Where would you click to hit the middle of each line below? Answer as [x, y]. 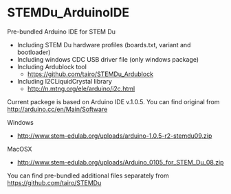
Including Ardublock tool [52, 66]
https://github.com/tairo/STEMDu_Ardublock [90, 74]
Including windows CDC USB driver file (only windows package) [108, 59]
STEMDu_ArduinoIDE [68, 13]
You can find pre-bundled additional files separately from [88, 175]
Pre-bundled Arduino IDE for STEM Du [61, 32]
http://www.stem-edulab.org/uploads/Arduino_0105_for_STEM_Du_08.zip [120, 162]
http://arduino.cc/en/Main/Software [57, 109]
